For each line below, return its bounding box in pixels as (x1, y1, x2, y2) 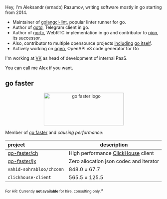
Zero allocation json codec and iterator (69, 158, 160, 165)
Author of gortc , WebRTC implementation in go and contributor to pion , (12, 30, 159, 35)
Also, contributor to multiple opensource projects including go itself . (12, 40, 152, 46)
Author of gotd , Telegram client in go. (12, 24, 90, 30)
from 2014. (5, 9, 27, 15)
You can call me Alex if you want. (5, 65, 73, 71)
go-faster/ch (7, 149, 38, 156)
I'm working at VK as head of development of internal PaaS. (5, 55, 128, 61)
